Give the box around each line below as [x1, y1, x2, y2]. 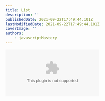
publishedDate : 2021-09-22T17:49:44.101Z [5, 17, 93, 22]
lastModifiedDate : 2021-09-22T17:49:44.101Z [5, 21, 100, 27]
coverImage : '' [5, 26, 37, 31]
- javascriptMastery [14, 36, 57, 41]
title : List [5, 7, 30, 13]
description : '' [5, 12, 39, 17]
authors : [5, 31, 24, 36]
